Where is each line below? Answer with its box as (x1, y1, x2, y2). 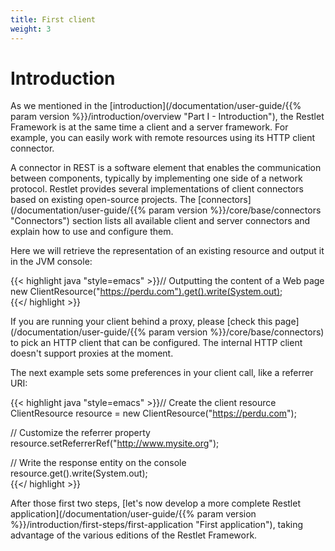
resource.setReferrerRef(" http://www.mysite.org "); (10, 437, 220, 450)
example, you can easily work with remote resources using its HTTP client (10, 132, 316, 144)
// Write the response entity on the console (10, 457, 187, 469)
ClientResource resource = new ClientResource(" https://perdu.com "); (10, 407, 297, 420)
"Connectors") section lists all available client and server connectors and (10, 215, 311, 227)
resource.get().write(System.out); (10, 467, 148, 480)
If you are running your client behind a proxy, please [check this (10, 316, 273, 328)
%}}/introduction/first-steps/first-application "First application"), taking (10, 519, 304, 531)
